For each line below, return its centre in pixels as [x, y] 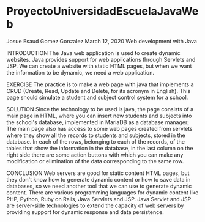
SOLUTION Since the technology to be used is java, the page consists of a [100, 109]
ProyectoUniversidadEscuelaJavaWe [102, 11]
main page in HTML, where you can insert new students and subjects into [99, 116]
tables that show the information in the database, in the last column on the [100, 148]
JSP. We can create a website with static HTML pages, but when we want [99, 66]
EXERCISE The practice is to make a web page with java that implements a [100, 84]
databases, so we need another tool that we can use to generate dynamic [99, 186]
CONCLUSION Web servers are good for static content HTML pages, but [98, 173]
